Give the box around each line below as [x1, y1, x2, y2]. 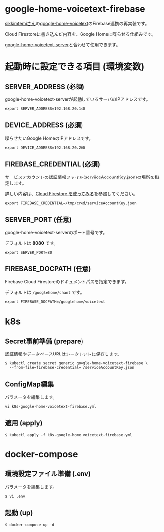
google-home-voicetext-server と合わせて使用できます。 [5, 41, 121, 48]
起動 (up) [5, 509, 33, 517]
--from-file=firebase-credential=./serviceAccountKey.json [9, 365, 135, 370]
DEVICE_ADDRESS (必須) [5, 121, 83, 130]
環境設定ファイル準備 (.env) [5, 470, 91, 478]
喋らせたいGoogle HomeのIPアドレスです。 [5, 135, 93, 141]
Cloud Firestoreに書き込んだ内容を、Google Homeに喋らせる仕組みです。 [5, 31, 156, 37]
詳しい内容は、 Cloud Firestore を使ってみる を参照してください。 [5, 190, 138, 197]
